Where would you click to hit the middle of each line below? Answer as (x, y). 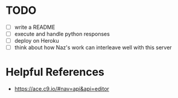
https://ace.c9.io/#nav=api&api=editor (62, 89)
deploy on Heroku (37, 41)
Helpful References (55, 72)
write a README (35, 27)
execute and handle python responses (62, 34)
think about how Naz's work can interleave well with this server (93, 47)
